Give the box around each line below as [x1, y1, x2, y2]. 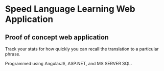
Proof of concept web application [5, 33, 109, 41]
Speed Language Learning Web [5, 3, 136, 15]
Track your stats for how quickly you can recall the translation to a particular [5, 46, 159, 52]
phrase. [5, 51, 21, 57]
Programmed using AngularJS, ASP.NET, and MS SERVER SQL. [5, 61, 132, 66]
